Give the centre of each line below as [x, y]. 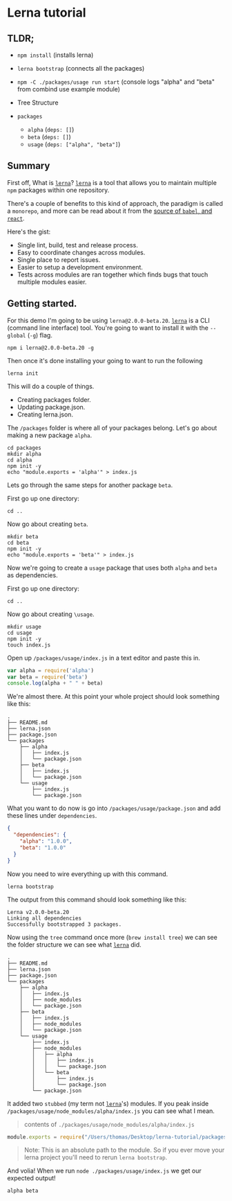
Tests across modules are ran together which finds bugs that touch [113, 274]
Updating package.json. [51, 407]
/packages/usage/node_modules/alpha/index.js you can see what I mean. [111, 1111]
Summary [29, 166]
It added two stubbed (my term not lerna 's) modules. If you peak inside [108, 1103]
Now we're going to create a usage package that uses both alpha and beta [112, 568]
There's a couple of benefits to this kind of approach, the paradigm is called [115, 203]
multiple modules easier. [52, 281]
